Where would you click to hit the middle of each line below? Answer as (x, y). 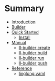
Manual (19, 42)
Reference (22, 68)
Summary (24, 8)
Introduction (23, 22)
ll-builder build (33, 53)
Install (24, 37)
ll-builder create (34, 48)
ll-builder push (33, 63)
